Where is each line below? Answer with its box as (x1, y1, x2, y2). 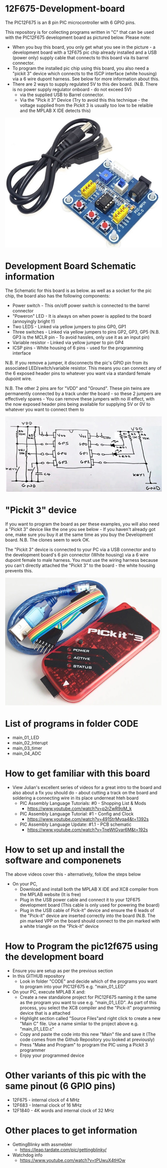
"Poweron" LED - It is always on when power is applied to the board (12, 313, 152, 319)
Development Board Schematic (5, 260, 136, 271)
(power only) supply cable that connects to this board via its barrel (12, 54, 149, 60)
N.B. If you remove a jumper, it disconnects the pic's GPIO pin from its (5, 360, 148, 366)
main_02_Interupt (12, 740, 48, 746)
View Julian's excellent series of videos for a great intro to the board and (12, 784, 162, 790)
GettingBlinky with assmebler (12, 1141, 73, 1147)
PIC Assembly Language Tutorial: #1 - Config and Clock (19, 810, 134, 817)
